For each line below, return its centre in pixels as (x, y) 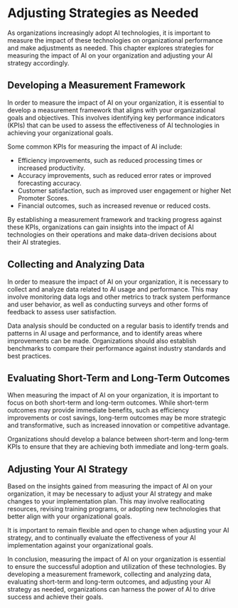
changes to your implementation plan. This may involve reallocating (106, 501)
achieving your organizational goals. (60, 132)
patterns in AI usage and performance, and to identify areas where (105, 333)
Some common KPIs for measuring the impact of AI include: (95, 146)
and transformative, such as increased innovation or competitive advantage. (119, 425)
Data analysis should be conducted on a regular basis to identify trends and (118, 326)
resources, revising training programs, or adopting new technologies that (114, 509)
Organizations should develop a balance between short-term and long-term (118, 439)
